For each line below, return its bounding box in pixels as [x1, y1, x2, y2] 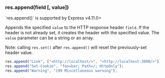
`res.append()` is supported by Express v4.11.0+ [5, 15, 102, 21]
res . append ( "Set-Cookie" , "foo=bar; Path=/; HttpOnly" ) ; [5, 64, 124, 69]
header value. [5, 50, 33, 55]
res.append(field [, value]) [5, 4, 69, 11]
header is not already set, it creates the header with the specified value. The [5, 30, 160, 36]
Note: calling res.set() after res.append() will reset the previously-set [5, 45, 147, 51]
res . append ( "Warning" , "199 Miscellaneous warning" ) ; [5, 68, 118, 74]
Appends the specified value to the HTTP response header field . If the [5, 25, 150, 30]
